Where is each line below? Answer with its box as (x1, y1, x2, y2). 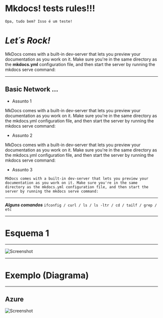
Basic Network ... (5, 85, 59, 94)
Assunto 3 (12, 167, 33, 172)
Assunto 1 (12, 98, 32, 104)
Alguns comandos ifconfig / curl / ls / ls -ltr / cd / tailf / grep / (5, 202, 157, 208)
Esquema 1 (5, 228, 49, 238)
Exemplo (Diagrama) (5, 270, 89, 281)
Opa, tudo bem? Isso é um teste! (5, 19, 73, 24)
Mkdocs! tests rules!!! (5, 3, 96, 14)
